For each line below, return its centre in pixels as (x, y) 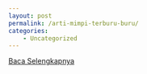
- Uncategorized (50, 38)
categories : (28, 31)
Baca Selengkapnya (42, 61)
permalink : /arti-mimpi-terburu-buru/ (73, 23)
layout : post (30, 16)
